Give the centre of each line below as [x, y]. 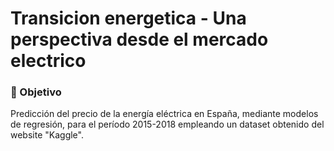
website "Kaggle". [47, 135]
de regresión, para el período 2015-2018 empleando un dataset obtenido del [167, 124]
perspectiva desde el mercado [139, 39]
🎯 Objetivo [36, 92]
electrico [48, 61]
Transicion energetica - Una [128, 18]
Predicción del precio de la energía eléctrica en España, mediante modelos [164, 114]
